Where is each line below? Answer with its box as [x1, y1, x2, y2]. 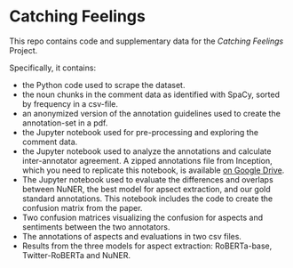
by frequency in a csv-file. [21, 98, 118, 109]
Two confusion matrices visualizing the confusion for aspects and [21, 212, 264, 223]
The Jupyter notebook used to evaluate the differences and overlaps [21, 174, 273, 184]
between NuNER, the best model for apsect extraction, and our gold [21, 183, 271, 194]
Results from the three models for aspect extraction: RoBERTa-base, [21, 240, 273, 251]
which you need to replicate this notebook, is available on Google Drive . [21, 165, 285, 175]
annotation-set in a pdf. [21, 118, 108, 128]
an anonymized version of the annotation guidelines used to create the [21, 108, 281, 118]
